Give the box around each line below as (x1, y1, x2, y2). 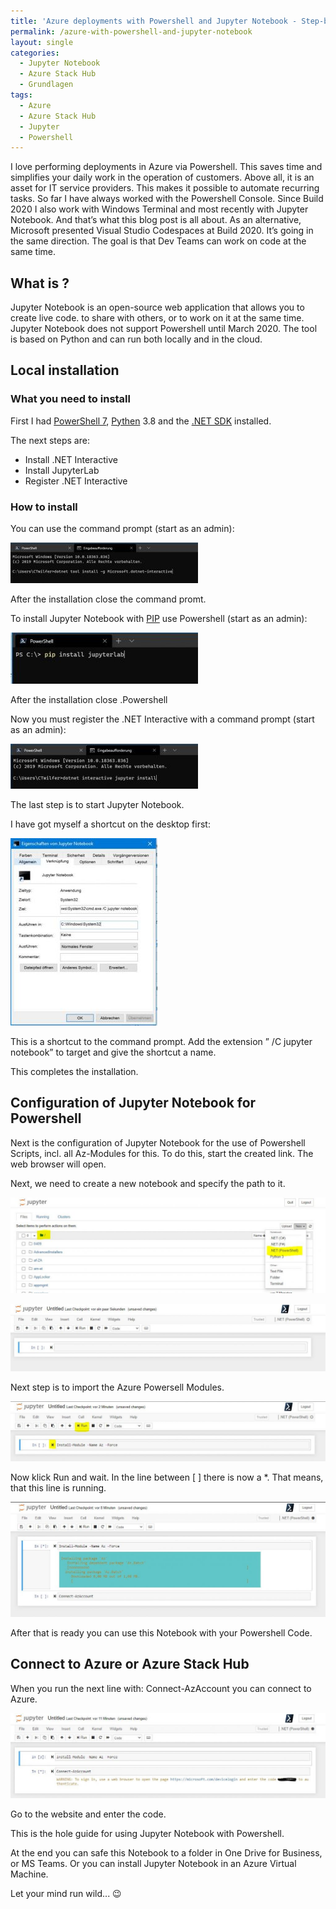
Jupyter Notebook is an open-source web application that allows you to (10, 301, 305, 314)
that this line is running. (10, 1482, 107, 1494)
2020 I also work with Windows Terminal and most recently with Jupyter (10, 203, 309, 215)
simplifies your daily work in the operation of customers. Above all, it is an (10, 171, 315, 184)
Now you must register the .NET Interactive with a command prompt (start (10, 713, 315, 725)
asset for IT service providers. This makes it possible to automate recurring (10, 182, 320, 194)
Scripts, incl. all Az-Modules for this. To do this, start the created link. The (10, 1147, 314, 1159)
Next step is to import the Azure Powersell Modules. (10, 1381, 225, 1393)
